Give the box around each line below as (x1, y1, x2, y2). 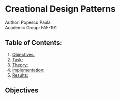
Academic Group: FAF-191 (5, 24, 57, 30)
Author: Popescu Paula (5, 19, 51, 25)
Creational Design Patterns (5, 3, 116, 15)
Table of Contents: (5, 39, 62, 47)
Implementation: (12, 67, 45, 73)
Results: (12, 72, 28, 78)
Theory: (12, 62, 28, 67)
